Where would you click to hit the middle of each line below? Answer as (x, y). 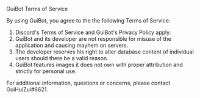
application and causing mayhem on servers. (72, 45)
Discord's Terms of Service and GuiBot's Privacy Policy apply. (93, 32)
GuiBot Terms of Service (37, 9)
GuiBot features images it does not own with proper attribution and (99, 65)
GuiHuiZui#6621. (27, 89)
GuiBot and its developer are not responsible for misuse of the (93, 39)
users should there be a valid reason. (62, 58)
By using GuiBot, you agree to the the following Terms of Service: (88, 20)
